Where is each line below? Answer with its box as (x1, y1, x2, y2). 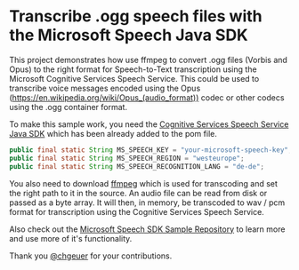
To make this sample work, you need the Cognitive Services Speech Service (9, 118, 289, 130)
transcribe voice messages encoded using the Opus (9, 83, 201, 93)
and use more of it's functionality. (9, 233, 133, 243)
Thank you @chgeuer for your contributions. (9, 250, 173, 261)
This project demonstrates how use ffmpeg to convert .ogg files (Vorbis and (9, 54, 287, 65)
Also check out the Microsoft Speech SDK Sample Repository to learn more (9, 224, 286, 234)
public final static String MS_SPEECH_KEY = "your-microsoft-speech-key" (9, 145, 289, 155)
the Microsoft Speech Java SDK (9, 25, 248, 45)
